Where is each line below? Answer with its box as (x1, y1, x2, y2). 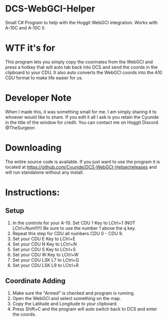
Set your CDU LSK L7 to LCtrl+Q (12, 257, 79, 263)
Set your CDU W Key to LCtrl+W (12, 252, 79, 258)
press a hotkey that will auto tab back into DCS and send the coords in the (5, 64, 158, 70)
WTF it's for (5, 42, 55, 54)
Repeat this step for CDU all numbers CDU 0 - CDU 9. (12, 230, 123, 236)
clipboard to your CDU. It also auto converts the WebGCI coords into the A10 (5, 69, 162, 75)
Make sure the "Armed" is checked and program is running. (12, 290, 135, 296)
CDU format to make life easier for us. (5, 74, 83, 80)
